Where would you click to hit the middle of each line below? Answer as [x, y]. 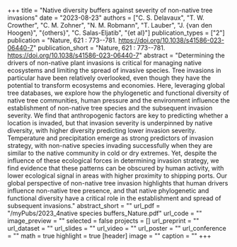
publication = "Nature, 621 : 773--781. [62, 40]
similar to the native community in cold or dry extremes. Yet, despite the [112, 153]
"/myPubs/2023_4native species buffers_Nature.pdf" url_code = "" [105, 213]
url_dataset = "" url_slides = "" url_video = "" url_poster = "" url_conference [117, 228]
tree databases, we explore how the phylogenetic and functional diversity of [118, 93]
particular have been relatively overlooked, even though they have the [109, 78]
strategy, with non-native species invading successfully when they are [110, 145]
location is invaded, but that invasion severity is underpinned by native [110, 123]
